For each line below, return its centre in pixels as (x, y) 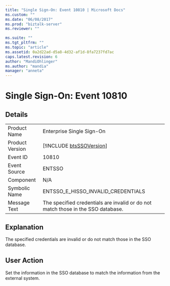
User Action (25, 260)
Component (22, 180)
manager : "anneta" (25, 71)
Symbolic (19, 188)
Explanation (25, 227)
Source (16, 172)
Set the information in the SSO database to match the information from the (83, 273)
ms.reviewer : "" (22, 29)
